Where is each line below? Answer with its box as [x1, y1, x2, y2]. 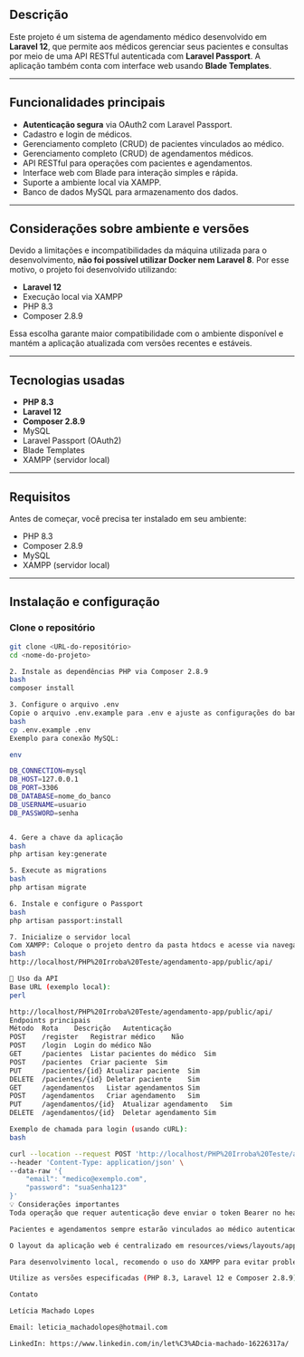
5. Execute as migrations [9, 866, 107, 875]
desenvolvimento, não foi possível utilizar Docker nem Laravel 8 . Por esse [9, 255, 290, 265]
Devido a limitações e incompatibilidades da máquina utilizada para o [9, 245, 267, 256]
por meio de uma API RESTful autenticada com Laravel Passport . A [9, 50, 261, 62]
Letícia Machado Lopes [9, 1306, 95, 1316]
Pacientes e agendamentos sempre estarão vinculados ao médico [9, 1225, 253, 1234]
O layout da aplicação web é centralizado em [9, 1241, 184, 1250]
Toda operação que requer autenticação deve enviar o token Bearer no [9, 1208, 281, 1217]
